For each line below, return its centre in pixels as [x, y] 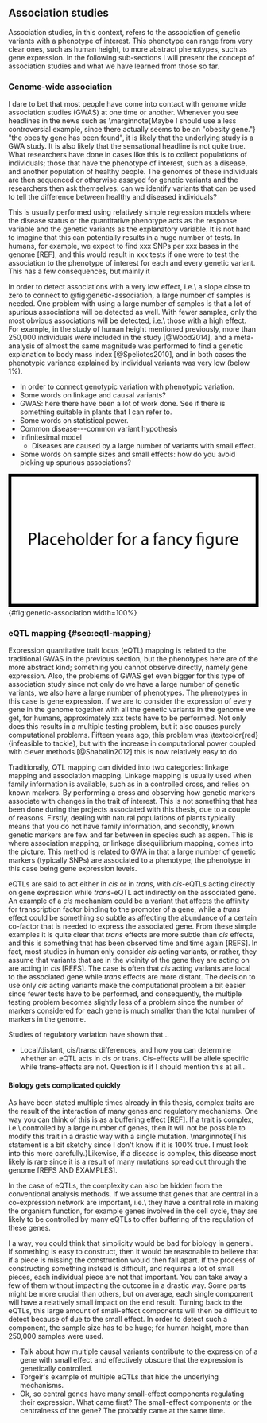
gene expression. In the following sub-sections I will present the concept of [132, 57]
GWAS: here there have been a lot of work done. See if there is [122, 404]
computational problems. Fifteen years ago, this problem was [108, 735]
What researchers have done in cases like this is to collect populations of [128, 155]
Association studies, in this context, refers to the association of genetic [124, 32]
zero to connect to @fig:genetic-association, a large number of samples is [130, 295]
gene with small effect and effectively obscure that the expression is [132, 1360]
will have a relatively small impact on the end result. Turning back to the [126, 1302]
